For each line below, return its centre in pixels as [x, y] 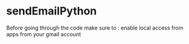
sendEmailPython [52, 11]
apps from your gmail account [44, 34]
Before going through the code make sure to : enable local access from [95, 28]
